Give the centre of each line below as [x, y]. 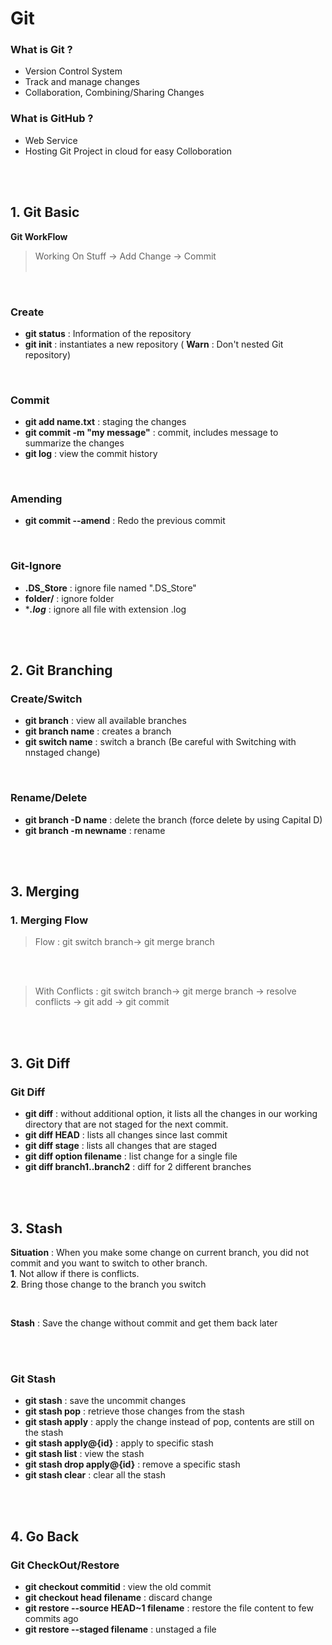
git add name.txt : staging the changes [105, 422]
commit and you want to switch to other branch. [109, 1263]
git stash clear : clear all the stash [95, 1475]
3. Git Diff [40, 1063]
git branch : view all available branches [105, 721]
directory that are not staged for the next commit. [126, 1124]
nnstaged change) [62, 753]
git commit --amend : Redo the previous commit [125, 521]
